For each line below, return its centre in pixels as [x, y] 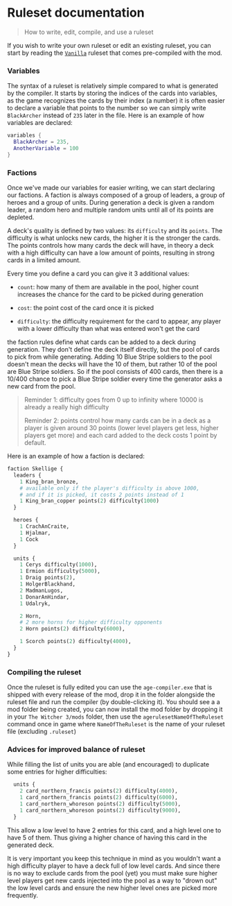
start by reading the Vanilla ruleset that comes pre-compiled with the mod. [115, 53]
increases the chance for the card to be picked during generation [110, 294]
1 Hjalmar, [35, 533]
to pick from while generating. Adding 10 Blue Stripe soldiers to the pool [110, 357]
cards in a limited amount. [44, 260]
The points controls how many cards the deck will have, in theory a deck [111, 246]
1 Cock [29, 539]
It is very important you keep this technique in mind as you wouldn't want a [114, 858]
